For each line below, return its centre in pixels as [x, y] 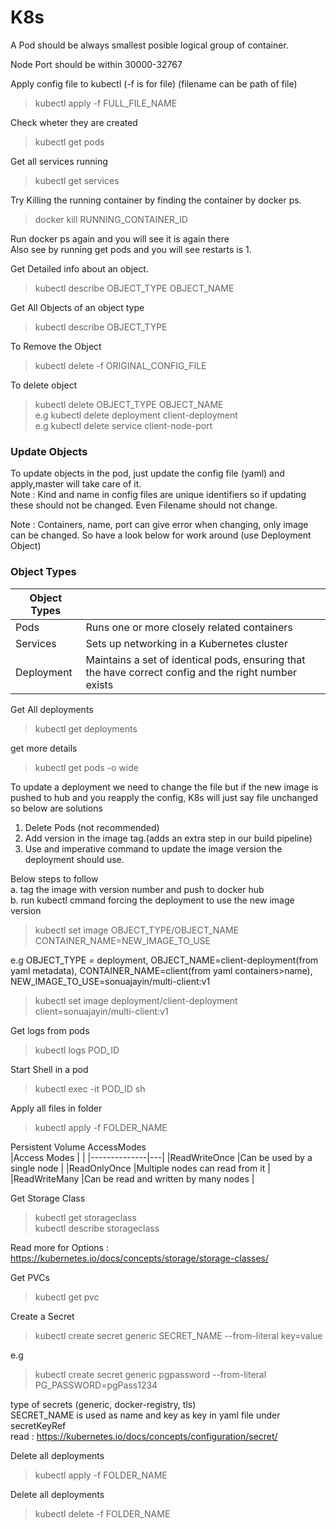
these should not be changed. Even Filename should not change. [144, 505]
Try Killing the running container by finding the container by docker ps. [156, 200]
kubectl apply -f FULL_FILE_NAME [106, 103]
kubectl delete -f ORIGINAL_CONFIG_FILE [120, 365]
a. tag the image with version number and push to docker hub [137, 889]
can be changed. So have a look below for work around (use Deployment [161, 535]
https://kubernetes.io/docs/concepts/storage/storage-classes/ [139, 1258]
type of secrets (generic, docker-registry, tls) [103, 1404]
